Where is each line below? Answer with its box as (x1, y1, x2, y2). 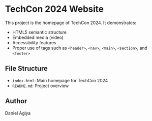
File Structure (5, 64, 48, 73)
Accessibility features (12, 39, 57, 45)
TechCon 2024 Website (5, 3, 104, 15)
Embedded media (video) (12, 34, 64, 40)
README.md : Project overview (12, 83, 69, 89)
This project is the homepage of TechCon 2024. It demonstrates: (5, 20, 137, 26)
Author (5, 97, 27, 105)
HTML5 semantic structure (12, 29, 67, 35)
